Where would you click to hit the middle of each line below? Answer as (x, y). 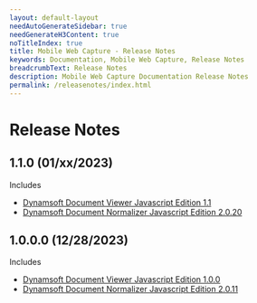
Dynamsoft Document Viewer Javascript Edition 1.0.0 (121, 279)
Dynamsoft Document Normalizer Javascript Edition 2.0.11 (130, 289)
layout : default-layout (54, 18)
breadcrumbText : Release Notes (68, 69)
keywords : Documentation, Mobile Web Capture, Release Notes (127, 60)
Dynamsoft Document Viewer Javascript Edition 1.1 (117, 202)
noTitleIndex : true (46, 43)
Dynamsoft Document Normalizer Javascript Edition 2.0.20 (132, 212)
